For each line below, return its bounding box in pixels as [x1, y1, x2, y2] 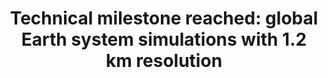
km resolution [105, 50, 223, 72]
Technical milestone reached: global [9, 7, 319, 30]
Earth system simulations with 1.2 [20, 28, 308, 51]
